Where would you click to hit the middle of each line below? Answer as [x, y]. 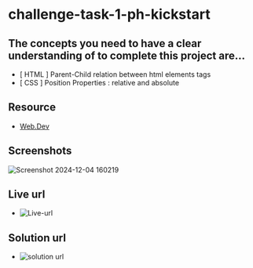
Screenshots [40, 151]
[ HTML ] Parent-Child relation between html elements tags [115, 74]
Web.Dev [34, 126]
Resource [32, 107]
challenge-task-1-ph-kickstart [109, 14]
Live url [27, 195]
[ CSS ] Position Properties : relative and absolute [99, 83]
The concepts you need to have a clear [105, 43]
